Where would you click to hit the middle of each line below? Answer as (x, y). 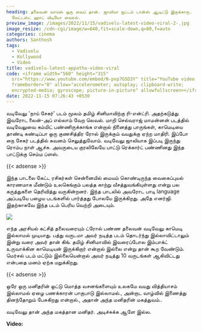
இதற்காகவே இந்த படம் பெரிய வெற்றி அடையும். (61, 205)
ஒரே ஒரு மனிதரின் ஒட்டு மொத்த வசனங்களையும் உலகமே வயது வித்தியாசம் (92, 286)
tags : (13, 46)
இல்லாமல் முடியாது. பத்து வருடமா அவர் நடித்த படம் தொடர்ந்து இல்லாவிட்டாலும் (98, 235)
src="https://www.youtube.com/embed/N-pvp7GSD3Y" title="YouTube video (103, 79)
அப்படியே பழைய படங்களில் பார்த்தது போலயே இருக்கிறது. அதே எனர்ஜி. (89, 198)
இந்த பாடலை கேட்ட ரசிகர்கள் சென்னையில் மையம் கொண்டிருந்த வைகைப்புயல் (95, 177)
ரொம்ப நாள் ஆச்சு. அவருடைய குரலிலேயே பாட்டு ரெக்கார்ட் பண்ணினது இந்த (95, 147)
